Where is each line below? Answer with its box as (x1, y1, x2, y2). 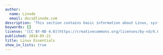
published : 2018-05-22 (5, 34, 51, 39)
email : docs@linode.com (9, 16, 57, 21)
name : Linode (9, 11, 36, 16)
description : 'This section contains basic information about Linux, (5, 20, 149, 25)
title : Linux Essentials (5, 38, 55, 43)
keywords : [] (5, 25, 32, 30)
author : (5, 7, 21, 12)
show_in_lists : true (5, 43, 47, 47)
